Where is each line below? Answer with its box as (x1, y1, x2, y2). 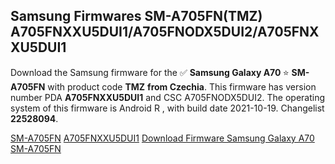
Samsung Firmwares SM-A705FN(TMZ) (10, 8, 263, 25)
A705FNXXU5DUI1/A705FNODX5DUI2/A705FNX (10, 24, 320, 41)
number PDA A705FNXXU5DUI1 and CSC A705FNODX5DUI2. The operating (10, 91, 326, 103)
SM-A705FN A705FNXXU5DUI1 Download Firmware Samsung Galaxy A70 (10, 132, 315, 144)
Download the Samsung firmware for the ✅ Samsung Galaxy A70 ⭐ (10, 66, 290, 78)
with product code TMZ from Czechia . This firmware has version (47, 80, 317, 93)
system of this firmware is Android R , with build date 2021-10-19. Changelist (10, 102, 325, 114)
